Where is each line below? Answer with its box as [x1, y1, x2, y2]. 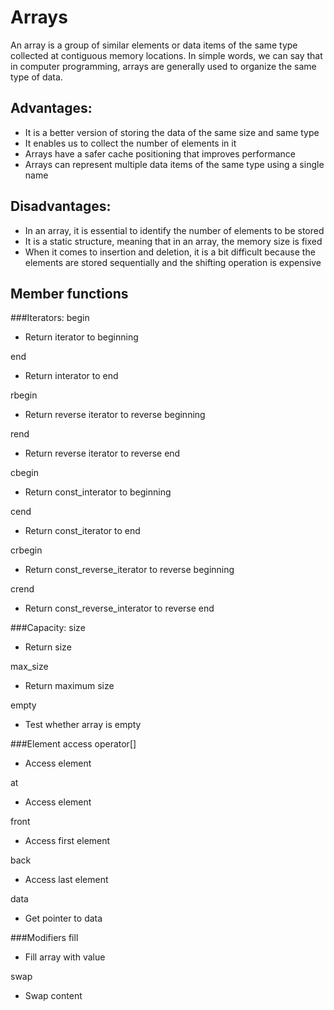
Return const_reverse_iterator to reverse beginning [24, 564, 235, 576]
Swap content [24, 990, 83, 1002]
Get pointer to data [24, 912, 103, 925]
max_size [10, 661, 49, 673]
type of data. [10, 71, 63, 83]
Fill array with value [24, 951, 106, 963]
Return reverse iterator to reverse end [24, 447, 181, 460]
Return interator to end [24, 370, 119, 382]
